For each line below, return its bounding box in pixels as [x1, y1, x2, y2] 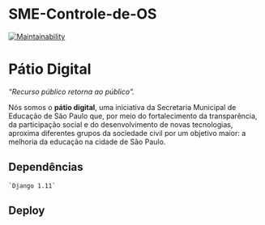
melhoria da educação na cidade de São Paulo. [8, 137, 166, 146]
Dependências [8, 160, 83, 174]
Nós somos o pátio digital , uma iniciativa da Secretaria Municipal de [8, 102, 237, 112]
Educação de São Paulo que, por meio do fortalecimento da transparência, [8, 111, 258, 121]
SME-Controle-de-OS [8, 5, 157, 23]
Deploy [8, 204, 45, 218]
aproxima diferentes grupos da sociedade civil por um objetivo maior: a [8, 128, 246, 138]
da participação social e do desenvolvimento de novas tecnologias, [8, 119, 233, 129]
